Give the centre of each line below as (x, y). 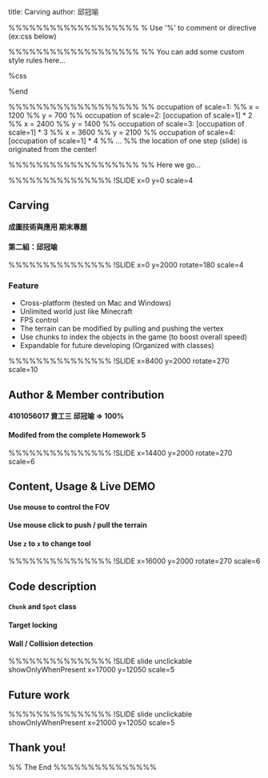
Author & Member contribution (86, 395)
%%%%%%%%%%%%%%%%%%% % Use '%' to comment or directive (132, 28)
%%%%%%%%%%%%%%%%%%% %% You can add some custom (126, 52)
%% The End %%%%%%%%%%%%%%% (83, 767)
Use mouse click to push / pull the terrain (78, 525)
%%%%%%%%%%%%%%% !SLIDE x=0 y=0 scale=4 (101, 180)
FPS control (39, 320)
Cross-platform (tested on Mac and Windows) (96, 303)
